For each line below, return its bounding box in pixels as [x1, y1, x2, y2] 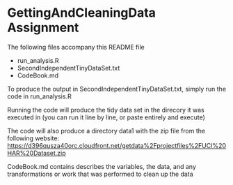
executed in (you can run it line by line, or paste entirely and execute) [7, 113, 205, 121]
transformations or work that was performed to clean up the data [7, 170, 193, 178]
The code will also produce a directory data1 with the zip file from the [7, 126, 206, 135]
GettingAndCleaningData [7, 5, 156, 21]
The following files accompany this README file [7, 43, 145, 51]
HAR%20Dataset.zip [7, 149, 66, 157]
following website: [7, 134, 60, 142]
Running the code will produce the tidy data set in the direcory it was [7, 105, 204, 114]
